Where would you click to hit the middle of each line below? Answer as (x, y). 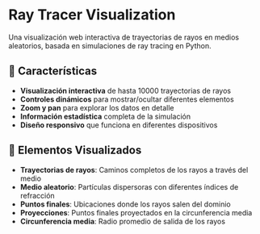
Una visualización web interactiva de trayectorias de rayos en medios (124, 37)
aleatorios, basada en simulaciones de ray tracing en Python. (110, 45)
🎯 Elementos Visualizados (75, 150)
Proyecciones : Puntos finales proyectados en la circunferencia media (136, 212)
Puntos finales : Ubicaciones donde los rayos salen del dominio (126, 204)
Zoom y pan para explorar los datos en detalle (97, 107)
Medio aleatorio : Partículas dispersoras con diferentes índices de (129, 186)
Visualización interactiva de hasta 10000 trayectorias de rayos (126, 90)
